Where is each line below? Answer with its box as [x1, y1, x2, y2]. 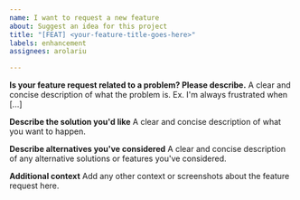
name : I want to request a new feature [9, 13, 160, 23]
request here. [9, 180, 60, 191]
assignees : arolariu [9, 47, 88, 56]
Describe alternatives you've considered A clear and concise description [9, 144, 286, 155]
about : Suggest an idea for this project [9, 22, 168, 31]
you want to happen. [9, 126, 86, 137]
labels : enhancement [9, 38, 88, 48]
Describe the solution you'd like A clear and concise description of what [9, 117, 282, 128]
